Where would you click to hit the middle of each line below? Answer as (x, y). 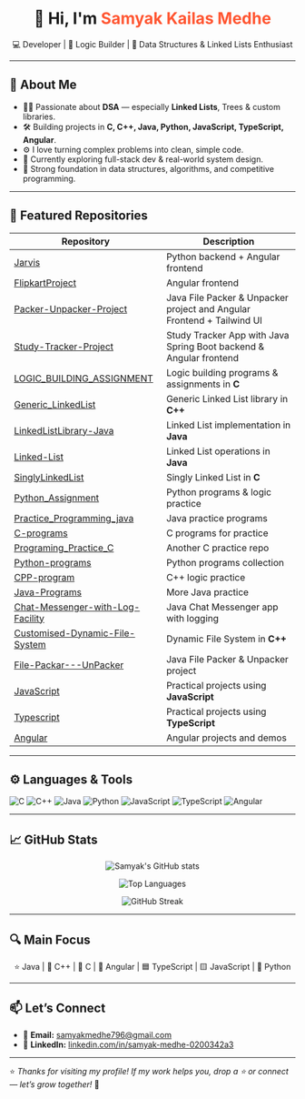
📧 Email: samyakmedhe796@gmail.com (97, 1034)
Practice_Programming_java (74, 518)
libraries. (39, 116)
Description (229, 241)
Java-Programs (48, 592)
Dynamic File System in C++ (227, 639)
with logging (193, 618)
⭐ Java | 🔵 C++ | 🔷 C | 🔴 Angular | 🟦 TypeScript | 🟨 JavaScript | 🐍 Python (152, 967)
